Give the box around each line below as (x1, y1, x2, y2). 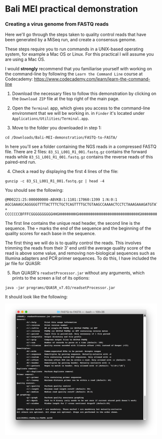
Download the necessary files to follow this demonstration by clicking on (12, 91, 157, 96)
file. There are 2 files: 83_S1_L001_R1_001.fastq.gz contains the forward (5, 149, 147, 155)
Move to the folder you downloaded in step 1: (12, 125, 102, 131)
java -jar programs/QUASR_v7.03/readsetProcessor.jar (5, 285, 116, 290)
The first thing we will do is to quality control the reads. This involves (5, 240, 141, 246)
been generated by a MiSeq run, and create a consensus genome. (5, 37, 136, 43)
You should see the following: (5, 188, 64, 193)
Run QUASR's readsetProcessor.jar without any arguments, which (12, 270, 145, 276)
